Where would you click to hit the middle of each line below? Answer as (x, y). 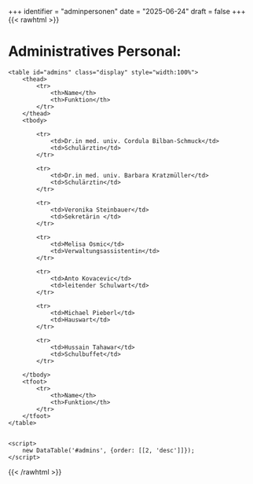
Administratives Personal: (95, 51)
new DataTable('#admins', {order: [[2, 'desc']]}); (108, 450)
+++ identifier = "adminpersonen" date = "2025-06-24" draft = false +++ (127, 11)
